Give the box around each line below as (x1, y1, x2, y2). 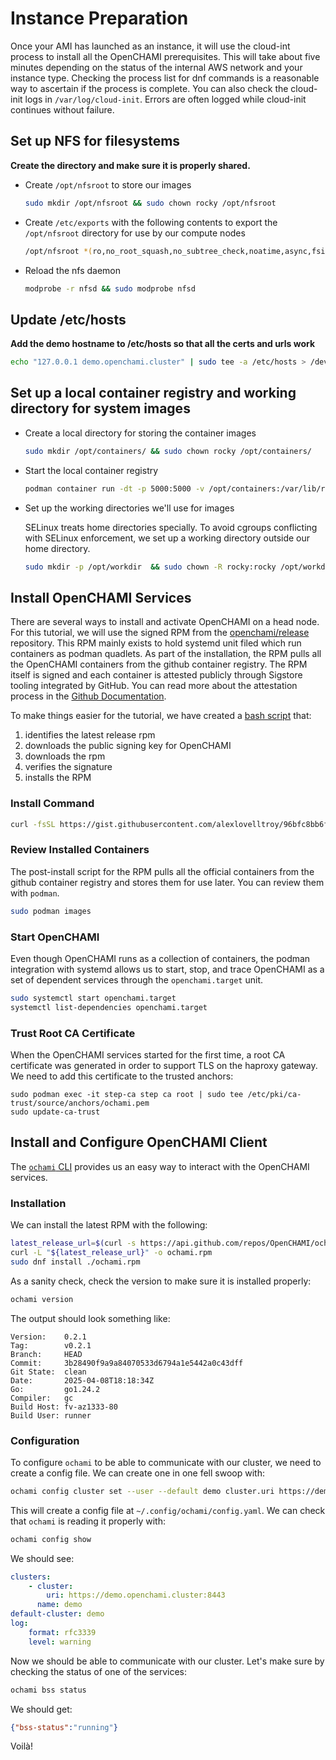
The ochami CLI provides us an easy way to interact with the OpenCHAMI (10, 1160, 310, 1172)
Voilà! (10, 1740, 34, 1752)
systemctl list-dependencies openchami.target (10, 1002, 208, 1012)
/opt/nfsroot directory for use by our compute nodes (24, 227, 246, 239)
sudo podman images (10, 906, 92, 916)
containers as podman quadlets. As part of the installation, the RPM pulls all (10, 648, 322, 660)
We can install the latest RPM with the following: (10, 1219, 208, 1231)
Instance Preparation (10, 7, 189, 30)
